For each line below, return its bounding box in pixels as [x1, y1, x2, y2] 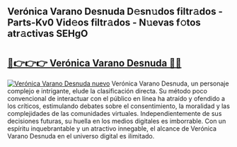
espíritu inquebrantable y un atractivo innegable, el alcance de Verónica [7, 124, 217, 133]
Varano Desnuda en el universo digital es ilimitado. [7, 132, 155, 140]
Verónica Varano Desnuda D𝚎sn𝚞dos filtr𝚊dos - [7, 6, 223, 18]
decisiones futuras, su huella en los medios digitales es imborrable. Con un [7, 117, 226, 125]
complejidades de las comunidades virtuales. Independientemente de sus [7, 110, 222, 117]
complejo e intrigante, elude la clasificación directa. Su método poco [7, 87, 207, 95]
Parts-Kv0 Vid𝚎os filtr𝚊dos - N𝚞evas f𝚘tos [7, 17, 202, 29]
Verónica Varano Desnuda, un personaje [111, 79, 229, 88]
